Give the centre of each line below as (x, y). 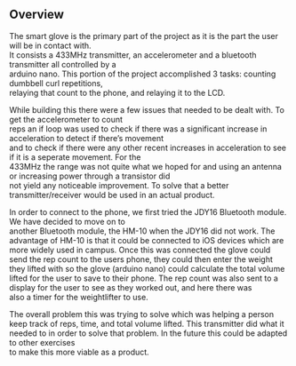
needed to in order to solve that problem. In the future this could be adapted (148, 333)
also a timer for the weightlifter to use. (79, 297)
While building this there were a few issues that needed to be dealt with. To (147, 109)
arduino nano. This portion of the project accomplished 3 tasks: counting (143, 74)
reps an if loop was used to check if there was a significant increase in (138, 129)
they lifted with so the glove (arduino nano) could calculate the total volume (147, 268)
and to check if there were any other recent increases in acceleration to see (148, 147)
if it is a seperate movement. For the (75, 157)
